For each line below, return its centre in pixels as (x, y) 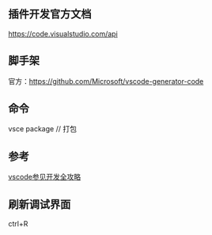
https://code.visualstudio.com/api (63, 33)
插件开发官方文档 (50, 14)
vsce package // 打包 (43, 129)
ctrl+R (18, 224)
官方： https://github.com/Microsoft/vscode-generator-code (106, 81)
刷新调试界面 (40, 204)
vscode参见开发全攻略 (45, 177)
